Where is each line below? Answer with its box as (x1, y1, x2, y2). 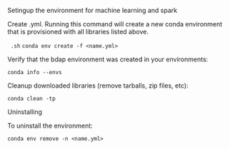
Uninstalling (7, 108, 43, 116)
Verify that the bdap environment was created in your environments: (7, 55, 209, 63)
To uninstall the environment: (7, 121, 93, 130)
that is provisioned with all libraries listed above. (7, 28, 149, 36)
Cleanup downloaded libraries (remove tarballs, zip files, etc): (7, 81, 189, 90)
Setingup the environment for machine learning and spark (7, 6, 177, 14)
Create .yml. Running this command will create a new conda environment (7, 20, 223, 28)
